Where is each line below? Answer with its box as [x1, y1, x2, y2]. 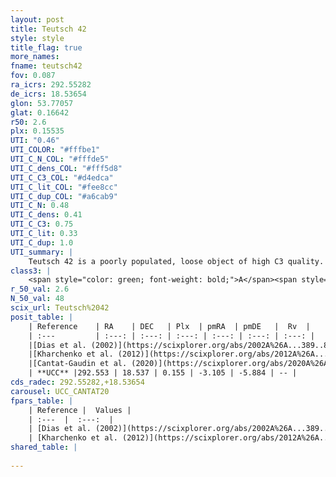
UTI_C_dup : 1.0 [10, 237, 74, 248]
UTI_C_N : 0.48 [10, 201, 70, 211]
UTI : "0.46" [10, 136, 60, 146]
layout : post [10, 14, 65, 25]
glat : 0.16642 [10, 107, 70, 118]
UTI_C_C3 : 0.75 [10, 219, 74, 230]
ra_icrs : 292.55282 [10, 80, 92, 90]
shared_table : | [10, 442, 78, 453]
